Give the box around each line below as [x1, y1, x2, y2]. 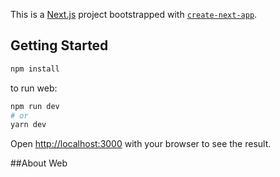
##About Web [10, 157, 68, 169]
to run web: [10, 82, 58, 94]
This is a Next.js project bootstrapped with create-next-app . [10, 9, 258, 20]
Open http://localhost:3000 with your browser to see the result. [10, 138, 272, 150]
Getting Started [10, 37, 109, 54]
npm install [10, 64, 60, 74]
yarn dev [10, 120, 47, 130]
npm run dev [10, 101, 60, 111]
